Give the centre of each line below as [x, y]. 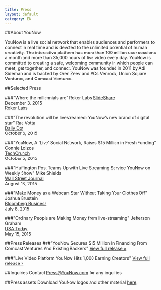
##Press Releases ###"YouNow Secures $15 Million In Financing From [76, 243]
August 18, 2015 [21, 184]
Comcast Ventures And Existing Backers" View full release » [66, 249]
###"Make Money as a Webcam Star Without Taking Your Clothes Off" [76, 193]
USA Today [16, 229]
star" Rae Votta [20, 123]
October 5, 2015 [21, 158]
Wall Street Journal [24, 178]
